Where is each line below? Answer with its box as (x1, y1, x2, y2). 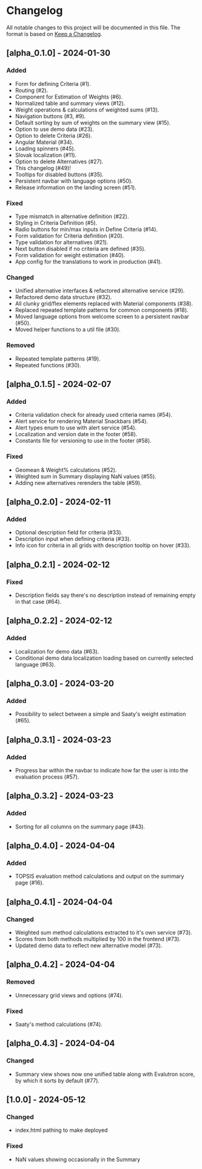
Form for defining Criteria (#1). (15, 80, 91, 87)
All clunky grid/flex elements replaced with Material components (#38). (15, 300, 193, 308)
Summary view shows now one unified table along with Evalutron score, (15, 1070, 195, 1078)
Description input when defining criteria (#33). (15, 535, 132, 543)
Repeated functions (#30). (15, 361, 81, 369)
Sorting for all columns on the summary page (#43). (15, 823, 146, 830)
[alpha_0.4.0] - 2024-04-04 (6, 841, 115, 851)
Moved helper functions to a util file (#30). (15, 326, 121, 333)
